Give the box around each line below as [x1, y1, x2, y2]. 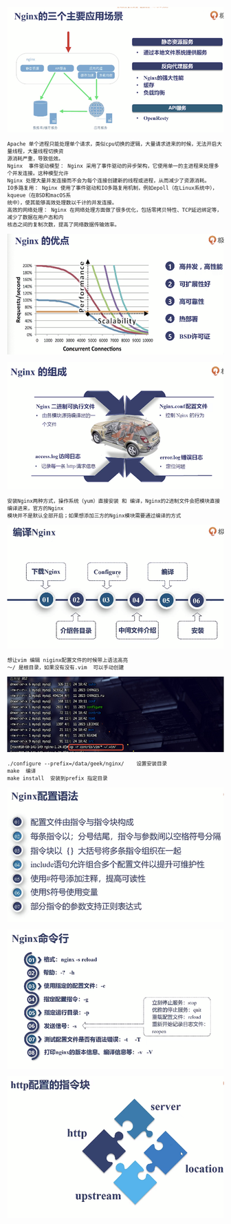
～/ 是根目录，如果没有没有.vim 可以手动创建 [7, 664, 124, 671]
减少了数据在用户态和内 [7, 214, 64, 221]
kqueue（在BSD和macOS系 [7, 192, 71, 199]
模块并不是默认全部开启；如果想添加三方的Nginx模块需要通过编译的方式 [7, 512, 181, 519]
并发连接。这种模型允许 [12, 170, 69, 177]
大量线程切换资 [27, 148, 64, 155]
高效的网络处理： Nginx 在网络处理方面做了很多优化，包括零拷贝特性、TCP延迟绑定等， [7, 207, 222, 214]
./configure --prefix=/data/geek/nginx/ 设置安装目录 [7, 760, 168, 767]
